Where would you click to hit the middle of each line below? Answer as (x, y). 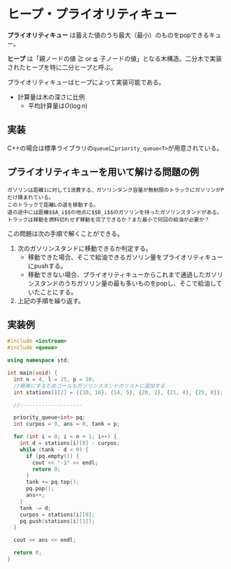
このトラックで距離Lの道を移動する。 (53, 205)
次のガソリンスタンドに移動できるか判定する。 (84, 248)
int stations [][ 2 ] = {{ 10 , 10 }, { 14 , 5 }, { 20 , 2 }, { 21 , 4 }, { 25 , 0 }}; (118, 392)
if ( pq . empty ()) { (52, 456)
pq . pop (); (40, 489)
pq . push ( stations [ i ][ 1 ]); (58, 521)
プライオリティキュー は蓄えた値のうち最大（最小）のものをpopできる (108, 35)
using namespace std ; (39, 360)
